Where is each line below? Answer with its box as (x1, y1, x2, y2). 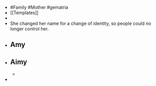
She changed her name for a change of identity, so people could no (10, 20, 151, 26)
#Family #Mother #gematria (10, 5, 68, 10)
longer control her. (10, 26, 49, 32)
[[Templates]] (10, 10, 39, 16)
